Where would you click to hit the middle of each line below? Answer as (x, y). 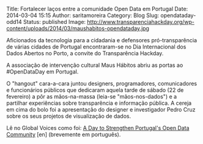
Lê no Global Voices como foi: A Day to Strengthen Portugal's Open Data (98, 128)
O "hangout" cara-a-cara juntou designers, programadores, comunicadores (102, 83)
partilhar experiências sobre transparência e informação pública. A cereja (99, 103)
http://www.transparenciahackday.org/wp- (141, 22)
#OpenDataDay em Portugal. (42, 72)
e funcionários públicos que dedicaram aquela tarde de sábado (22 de (95, 90)
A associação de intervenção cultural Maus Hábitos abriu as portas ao (95, 65)
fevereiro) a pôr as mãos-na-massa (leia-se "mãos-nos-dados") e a (92, 97)
